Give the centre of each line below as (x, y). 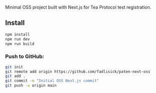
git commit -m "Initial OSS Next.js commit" (52, 81)
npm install (17, 34)
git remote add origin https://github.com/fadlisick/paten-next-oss (78, 71)
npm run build (20, 44)
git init (14, 67)
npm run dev (17, 39)
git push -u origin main (31, 85)
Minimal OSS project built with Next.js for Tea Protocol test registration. (78, 7)
